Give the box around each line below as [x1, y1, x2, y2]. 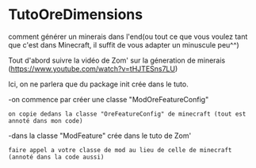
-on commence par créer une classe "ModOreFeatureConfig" [8, 94, 209, 104]
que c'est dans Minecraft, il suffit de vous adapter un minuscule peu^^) [8, 40, 239, 49]
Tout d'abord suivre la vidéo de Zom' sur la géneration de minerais [8, 55, 226, 65]
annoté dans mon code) [8, 116, 83, 124]
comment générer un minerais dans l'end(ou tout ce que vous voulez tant [8, 32, 248, 41]
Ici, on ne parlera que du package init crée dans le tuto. [8, 79, 189, 89]
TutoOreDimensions [8, 6, 143, 24]
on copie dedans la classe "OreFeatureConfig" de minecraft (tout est [8, 109, 246, 118]
